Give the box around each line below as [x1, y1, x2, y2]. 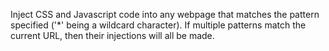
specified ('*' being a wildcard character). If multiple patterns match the [10, 19, 307, 31]
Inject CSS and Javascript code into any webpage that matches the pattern [10, 9, 320, 20]
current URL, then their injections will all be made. [10, 30, 215, 41]
